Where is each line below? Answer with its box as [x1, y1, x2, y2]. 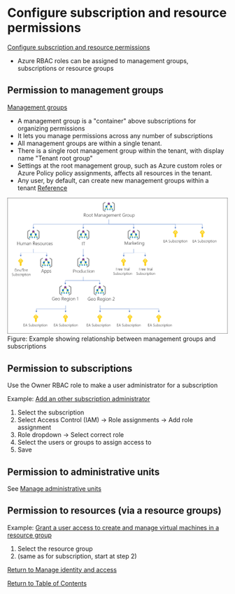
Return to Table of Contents [7, 579, 87, 587]
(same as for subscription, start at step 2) [17, 552, 138, 560]
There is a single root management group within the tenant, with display [17, 146, 225, 155]
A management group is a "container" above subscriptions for [17, 116, 197, 125]
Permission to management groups [7, 84, 164, 96]
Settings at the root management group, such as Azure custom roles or [17, 161, 222, 170]
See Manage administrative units [7, 484, 101, 492]
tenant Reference [17, 184, 68, 192]
